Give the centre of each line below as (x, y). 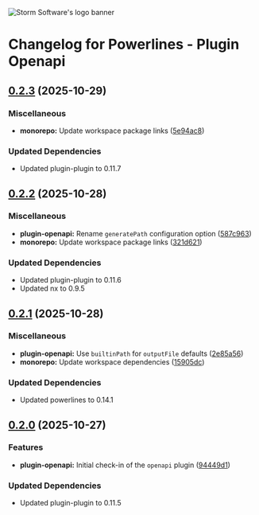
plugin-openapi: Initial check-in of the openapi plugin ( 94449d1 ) (125, 465)
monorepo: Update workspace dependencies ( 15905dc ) (112, 361)
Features (26, 447)
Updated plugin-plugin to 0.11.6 (70, 280)
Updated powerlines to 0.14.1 (66, 400)
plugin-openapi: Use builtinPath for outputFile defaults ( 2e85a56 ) (131, 353)
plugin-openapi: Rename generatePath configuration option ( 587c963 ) (135, 233)
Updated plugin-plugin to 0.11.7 (70, 169)
